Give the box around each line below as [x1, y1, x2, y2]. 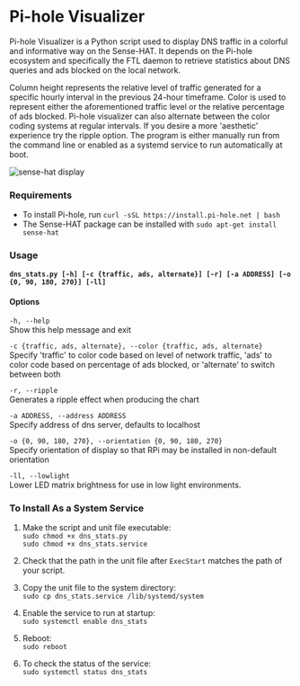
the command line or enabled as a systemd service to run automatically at [9, 139, 283, 150]
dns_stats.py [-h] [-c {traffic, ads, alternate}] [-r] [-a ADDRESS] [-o [9, 270, 292, 279]
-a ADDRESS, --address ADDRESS [9, 411, 127, 420]
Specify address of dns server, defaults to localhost [9, 419, 200, 430]
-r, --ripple [9, 386, 58, 395]
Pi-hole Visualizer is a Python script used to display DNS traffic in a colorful [9, 36, 288, 47]
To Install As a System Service [9, 502, 145, 514]
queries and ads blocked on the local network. [9, 65, 181, 76]
